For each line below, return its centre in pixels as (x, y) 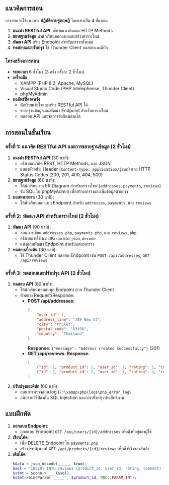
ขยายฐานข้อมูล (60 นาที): (34, 180)
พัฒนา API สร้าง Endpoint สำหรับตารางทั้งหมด (53, 42)
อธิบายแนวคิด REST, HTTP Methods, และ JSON (65, 163)
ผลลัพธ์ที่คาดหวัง (26, 99)
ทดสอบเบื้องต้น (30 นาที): (34, 250)
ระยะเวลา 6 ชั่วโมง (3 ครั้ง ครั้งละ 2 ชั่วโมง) (48, 72)
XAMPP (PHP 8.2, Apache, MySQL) (57, 83)
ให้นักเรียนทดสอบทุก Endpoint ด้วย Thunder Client (67, 290)
